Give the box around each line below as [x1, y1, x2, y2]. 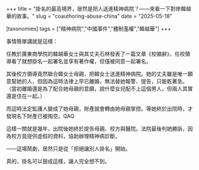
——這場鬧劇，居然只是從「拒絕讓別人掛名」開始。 [6, 145, 131, 152]
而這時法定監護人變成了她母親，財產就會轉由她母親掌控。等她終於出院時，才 [6, 105, 193, 112]
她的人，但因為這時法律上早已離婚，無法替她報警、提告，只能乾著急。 [16, 78, 188, 85]
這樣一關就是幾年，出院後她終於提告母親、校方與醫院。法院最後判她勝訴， [6, 125, 188, 132]
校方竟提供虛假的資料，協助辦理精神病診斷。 [11, 133, 120, 139]
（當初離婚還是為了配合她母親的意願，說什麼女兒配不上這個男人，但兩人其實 [6, 85, 193, 92]
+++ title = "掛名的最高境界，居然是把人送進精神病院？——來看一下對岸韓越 [6, 5, 191, 12]
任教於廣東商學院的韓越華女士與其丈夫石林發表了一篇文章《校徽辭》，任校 [6, 50, 185, 57]
